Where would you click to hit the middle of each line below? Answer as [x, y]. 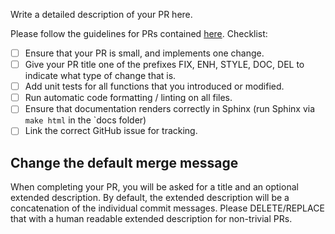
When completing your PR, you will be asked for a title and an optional [154, 187]
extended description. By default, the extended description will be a [150, 198]
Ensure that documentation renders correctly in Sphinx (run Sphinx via [169, 109]
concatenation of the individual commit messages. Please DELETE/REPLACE [167, 208]
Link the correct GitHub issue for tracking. [111, 131]
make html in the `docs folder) [85, 120]
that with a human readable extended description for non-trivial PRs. [151, 219]
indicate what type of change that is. [100, 76]
